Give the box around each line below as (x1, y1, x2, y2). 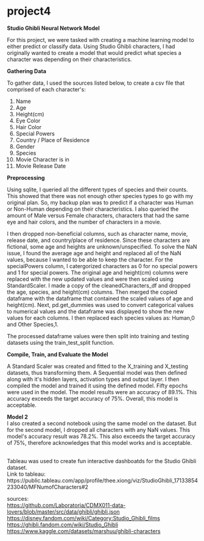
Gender (15, 143, 35, 150)
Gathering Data (7, 67, 46, 74)
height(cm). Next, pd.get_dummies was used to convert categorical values (7, 301, 194, 308)
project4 (7, 4, 51, 18)
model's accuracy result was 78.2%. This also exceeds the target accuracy (7, 433, 195, 440)
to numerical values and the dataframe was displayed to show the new (7, 308, 185, 315)
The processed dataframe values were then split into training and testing (7, 332, 189, 339)
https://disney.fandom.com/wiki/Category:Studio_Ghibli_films (7, 514, 160, 522)
